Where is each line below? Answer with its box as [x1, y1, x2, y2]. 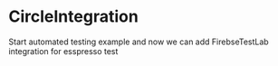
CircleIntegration [8, 6, 139, 27]
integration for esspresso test [8, 45, 119, 56]
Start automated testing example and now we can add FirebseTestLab [8, 36, 269, 47]
